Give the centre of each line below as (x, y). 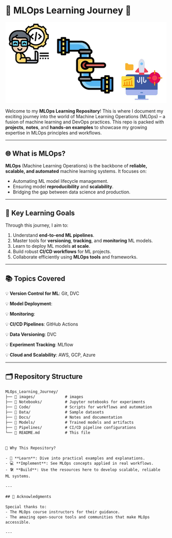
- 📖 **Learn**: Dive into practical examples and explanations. (75, 458)
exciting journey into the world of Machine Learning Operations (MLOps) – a (85, 116)
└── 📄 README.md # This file (48, 433)
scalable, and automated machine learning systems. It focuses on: (76, 171)
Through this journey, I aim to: (37, 225)
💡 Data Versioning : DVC (31, 334)
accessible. (18, 522)
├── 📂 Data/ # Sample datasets (55, 412)
